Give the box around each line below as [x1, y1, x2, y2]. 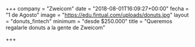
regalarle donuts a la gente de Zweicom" [5, 24, 106, 31]
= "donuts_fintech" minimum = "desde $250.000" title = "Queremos [5, 18, 172, 24]
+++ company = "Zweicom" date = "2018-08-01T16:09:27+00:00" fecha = [5, 5, 189, 12]
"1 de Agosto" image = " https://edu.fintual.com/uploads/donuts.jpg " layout [5, 11, 189, 18]
